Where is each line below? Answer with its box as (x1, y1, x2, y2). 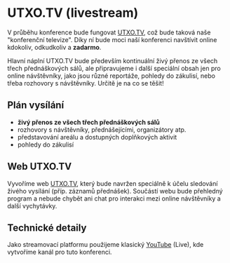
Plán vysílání (7, 100, 65, 112)
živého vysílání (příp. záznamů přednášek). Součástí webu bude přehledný (7, 187, 223, 195)
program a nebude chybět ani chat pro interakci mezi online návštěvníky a (7, 194, 221, 203)
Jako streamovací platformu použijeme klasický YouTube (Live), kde (7, 241, 204, 249)
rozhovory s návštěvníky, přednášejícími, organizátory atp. (17, 125, 187, 134)
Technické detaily (7, 222, 87, 234)
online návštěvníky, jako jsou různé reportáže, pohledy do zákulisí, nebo (7, 72, 216, 80)
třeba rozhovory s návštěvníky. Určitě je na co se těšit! (7, 79, 164, 87)
